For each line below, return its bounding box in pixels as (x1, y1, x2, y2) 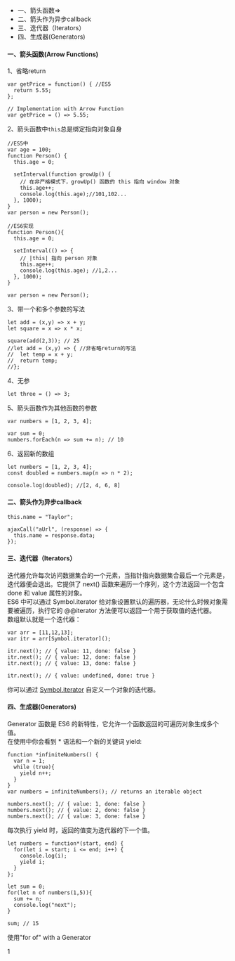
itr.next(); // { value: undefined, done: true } (7, 672, 156, 679)
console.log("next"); (13, 901, 77, 908)
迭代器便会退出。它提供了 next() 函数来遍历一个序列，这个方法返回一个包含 (7, 579, 224, 588)
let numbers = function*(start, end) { (7, 839, 124, 847)
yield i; (20, 858, 46, 865)
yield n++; (20, 769, 52, 777)
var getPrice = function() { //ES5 (7, 81, 112, 88)
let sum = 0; (7, 883, 46, 890)
